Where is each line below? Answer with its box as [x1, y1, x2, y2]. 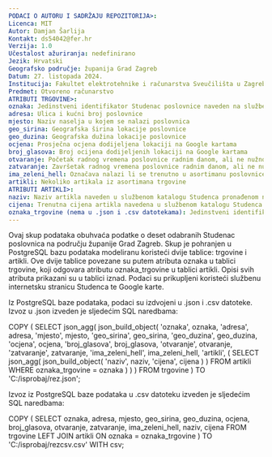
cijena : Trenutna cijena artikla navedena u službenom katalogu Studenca [8, 200, 263, 209]
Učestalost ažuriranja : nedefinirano [8, 50, 136, 58]
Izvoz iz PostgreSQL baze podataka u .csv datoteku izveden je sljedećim [8, 390, 251, 399]
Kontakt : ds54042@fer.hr [8, 34, 92, 43]
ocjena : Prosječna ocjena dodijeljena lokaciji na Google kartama [8, 140, 237, 149]
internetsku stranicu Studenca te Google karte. [8, 282, 164, 292]
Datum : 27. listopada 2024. [8, 72, 104, 80]
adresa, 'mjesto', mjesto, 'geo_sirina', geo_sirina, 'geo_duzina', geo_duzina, [8, 330, 257, 341]
